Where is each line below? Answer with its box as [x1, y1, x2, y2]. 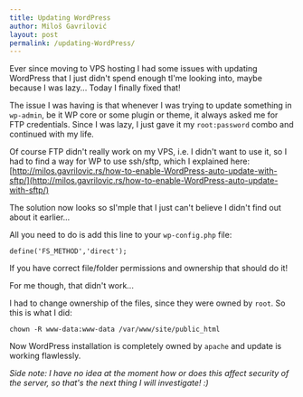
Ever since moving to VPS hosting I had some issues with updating [9, 63, 258, 74]
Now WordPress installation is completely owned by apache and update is [9, 341, 282, 352]
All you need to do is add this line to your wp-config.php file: [9, 230, 232, 241]
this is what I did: [9, 307, 72, 318]
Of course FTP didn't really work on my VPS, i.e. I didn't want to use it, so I [9, 147, 288, 157]
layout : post [9, 30, 59, 39]
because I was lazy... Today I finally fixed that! [9, 82, 181, 93]
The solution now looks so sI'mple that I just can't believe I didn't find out [9, 203, 282, 213]
